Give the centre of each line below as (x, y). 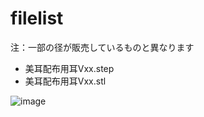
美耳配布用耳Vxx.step (69, 68)
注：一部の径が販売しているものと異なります (102, 47)
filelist (37, 18)
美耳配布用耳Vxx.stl (65, 81)
